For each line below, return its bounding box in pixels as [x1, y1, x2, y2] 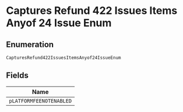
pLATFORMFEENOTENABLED [9, 97, 72, 104]
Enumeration [6, 39, 54, 49]
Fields [6, 71, 29, 81]
